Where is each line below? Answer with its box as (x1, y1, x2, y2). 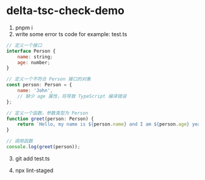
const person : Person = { (6, 82, 72, 88)
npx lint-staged (15, 167, 54, 174)
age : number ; (17, 59, 51, 66)
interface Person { (6, 48, 56, 54)
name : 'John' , (17, 88, 53, 94)
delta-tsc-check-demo (6, 4, 125, 18)
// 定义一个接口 (6, 42, 42, 48)
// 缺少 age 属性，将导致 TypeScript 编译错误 (17, 93, 127, 99)
